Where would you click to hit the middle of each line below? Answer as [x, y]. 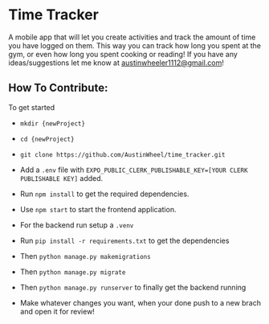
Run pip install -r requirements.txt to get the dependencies [124, 240]
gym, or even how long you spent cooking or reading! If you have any [123, 54]
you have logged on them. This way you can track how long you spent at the [134, 45]
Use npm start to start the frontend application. [98, 209]
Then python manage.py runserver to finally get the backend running [133, 287]
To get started [32, 107]
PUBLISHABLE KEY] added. [61, 178]
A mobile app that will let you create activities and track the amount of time [132, 37]
